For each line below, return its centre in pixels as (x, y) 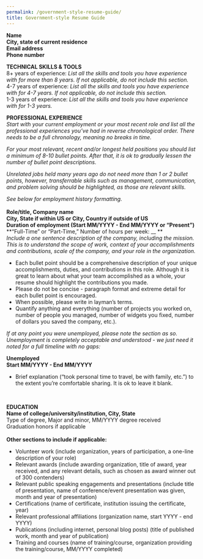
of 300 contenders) (40, 477)
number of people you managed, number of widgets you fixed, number (105, 315)
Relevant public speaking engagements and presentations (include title (105, 484)
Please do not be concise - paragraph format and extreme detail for (100, 289)
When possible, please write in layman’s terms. (74, 302)
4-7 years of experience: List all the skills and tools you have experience (98, 86)
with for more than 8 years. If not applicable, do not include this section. (97, 80)
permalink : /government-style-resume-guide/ (64, 12)
